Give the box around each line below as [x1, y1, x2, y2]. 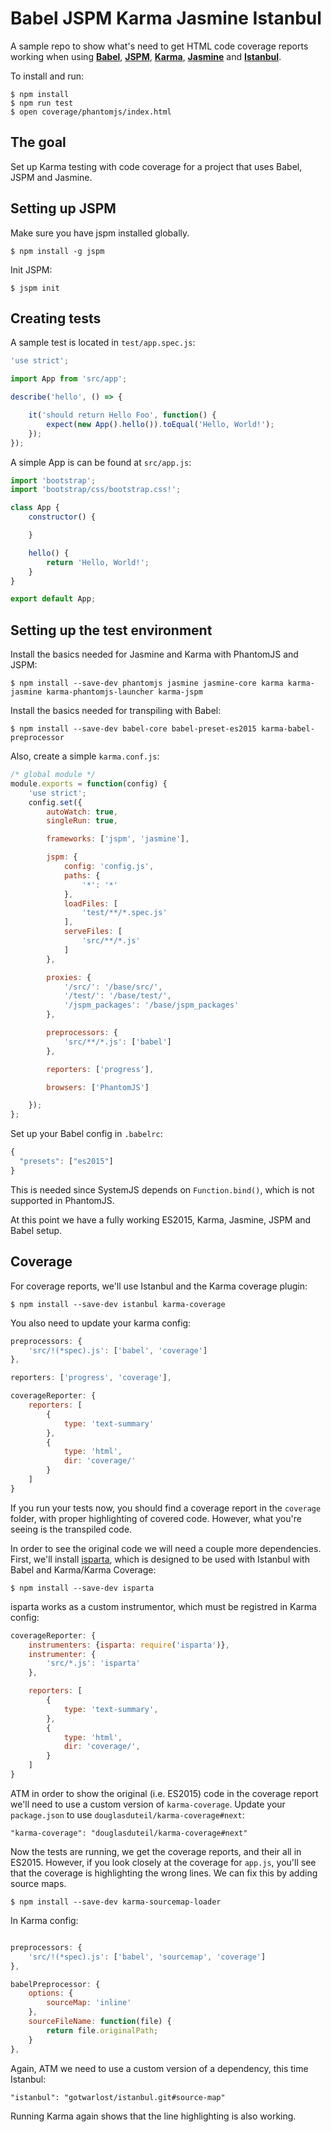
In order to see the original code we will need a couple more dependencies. [10, 1542, 322, 1554]
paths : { [63, 870, 101, 881]
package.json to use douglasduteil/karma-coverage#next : [10, 1808, 245, 1821]
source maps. [10, 1877, 67, 1889]
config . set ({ [28, 797, 83, 807]
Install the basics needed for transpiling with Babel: [10, 705, 222, 717]
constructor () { [28, 512, 97, 522]
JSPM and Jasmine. [10, 171, 93, 183]
